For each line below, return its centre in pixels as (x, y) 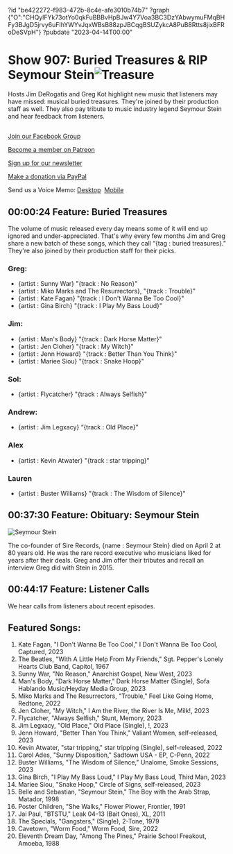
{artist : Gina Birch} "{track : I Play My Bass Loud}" (90, 306)
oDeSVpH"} (25, 32)
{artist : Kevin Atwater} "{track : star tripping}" (84, 460)
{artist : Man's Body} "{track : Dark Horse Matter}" (90, 339)
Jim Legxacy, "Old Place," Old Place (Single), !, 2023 (93, 726)
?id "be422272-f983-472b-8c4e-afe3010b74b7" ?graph (89, 10)
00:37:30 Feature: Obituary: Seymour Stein (104, 515)
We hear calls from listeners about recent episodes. (81, 606)
